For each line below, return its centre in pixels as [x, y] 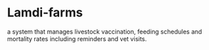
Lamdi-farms [45, 13]
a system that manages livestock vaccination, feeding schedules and [105, 32]
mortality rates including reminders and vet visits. [77, 38]
